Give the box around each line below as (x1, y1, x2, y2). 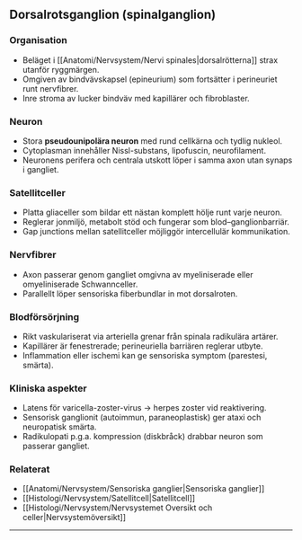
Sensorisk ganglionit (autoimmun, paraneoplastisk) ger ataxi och (22, 412, 262, 423)
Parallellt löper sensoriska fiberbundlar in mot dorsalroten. (22, 288, 238, 299)
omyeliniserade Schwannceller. (22, 279, 138, 289)
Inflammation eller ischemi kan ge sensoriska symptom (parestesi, (22, 350, 268, 360)
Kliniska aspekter (9, 382, 87, 394)
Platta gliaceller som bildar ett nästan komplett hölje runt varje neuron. (22, 207, 283, 218)
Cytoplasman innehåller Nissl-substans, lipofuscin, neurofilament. (22, 145, 267, 155)
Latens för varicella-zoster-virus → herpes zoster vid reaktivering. (22, 403, 267, 413)
